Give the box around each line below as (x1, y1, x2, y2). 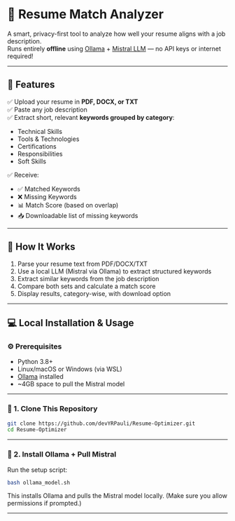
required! (7, 52, 34, 60)
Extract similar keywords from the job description (17, 274, 159, 283)
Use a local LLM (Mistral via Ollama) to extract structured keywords (17, 266, 212, 276)
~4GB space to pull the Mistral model (17, 380, 125, 388)
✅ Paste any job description (7, 105, 87, 114)
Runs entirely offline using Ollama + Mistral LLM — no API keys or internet (7, 44, 222, 53)
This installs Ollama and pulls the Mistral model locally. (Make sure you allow (7, 492, 228, 500)
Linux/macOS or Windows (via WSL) (17, 365, 122, 374)
